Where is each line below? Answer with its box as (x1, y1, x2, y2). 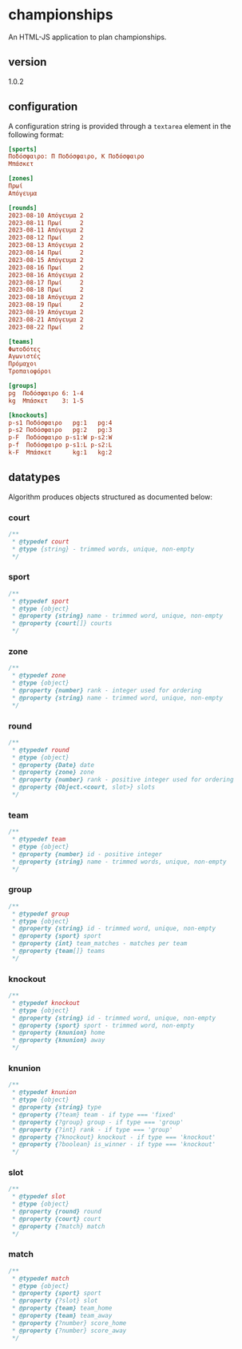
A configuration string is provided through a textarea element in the (8, 121, 232, 131)
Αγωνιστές (8, 353, 42, 361)
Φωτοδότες (8, 345, 42, 353)
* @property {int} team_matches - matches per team (11, 939, 188, 947)
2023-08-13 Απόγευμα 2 (8, 241, 84, 249)
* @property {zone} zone (11, 768, 94, 777)
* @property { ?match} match (11, 1222, 105, 1230)
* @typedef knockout (11, 999, 81, 1007)
